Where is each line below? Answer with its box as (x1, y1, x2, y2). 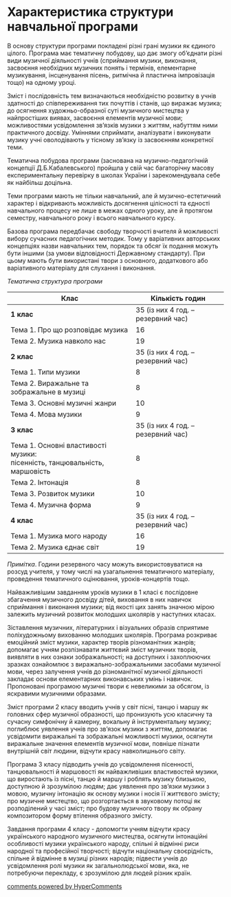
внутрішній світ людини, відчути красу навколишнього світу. (7, 747, 186, 755)
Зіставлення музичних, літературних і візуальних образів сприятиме (7, 623, 210, 631)
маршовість (10, 466, 51, 476)
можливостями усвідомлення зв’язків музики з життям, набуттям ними (7, 121, 218, 129)
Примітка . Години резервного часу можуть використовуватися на (7, 560, 203, 568)
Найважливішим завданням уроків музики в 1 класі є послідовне (7, 588, 199, 596)
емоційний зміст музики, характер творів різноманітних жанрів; (7, 638, 196, 646)
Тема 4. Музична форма (10, 500, 91, 509)
